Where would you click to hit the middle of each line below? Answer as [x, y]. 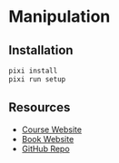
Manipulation [59, 17]
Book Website [48, 139]
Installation [41, 50]
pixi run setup [37, 79]
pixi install [33, 71]
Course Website [52, 129]
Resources [40, 107]
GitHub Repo [45, 149]
